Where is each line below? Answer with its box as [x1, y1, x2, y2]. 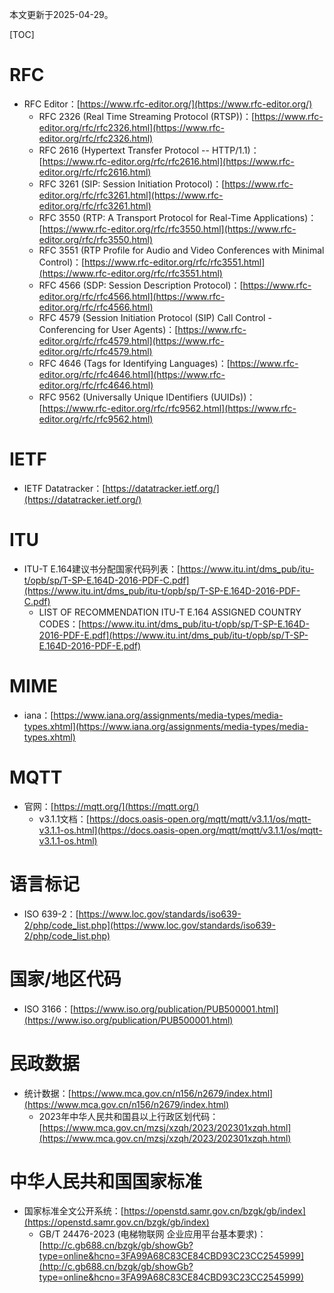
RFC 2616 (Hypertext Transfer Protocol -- [38, 144, 210, 156]
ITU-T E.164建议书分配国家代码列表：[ [23, 563, 181, 575]
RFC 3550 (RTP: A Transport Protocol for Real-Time [38, 211, 252, 223]
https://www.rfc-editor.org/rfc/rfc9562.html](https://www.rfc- [42, 402, 297, 414]
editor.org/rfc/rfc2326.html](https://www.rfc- [38, 121, 225, 133]
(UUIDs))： [210, 391, 256, 403]
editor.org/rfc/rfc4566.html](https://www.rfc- [38, 290, 226, 302]
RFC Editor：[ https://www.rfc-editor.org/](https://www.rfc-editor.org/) [23, 98, 313, 110]
